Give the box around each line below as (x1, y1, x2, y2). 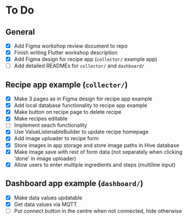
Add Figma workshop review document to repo (13, 42, 128, 49)
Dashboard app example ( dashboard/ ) (5, 178, 143, 188)
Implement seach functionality (13, 121, 87, 129)
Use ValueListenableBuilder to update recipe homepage (13, 128, 149, 136)
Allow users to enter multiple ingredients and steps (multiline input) (13, 161, 176, 168)
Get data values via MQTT (13, 201, 77, 208)
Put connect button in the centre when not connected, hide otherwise (13, 207, 182, 214)
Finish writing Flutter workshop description (13, 49, 118, 56)
